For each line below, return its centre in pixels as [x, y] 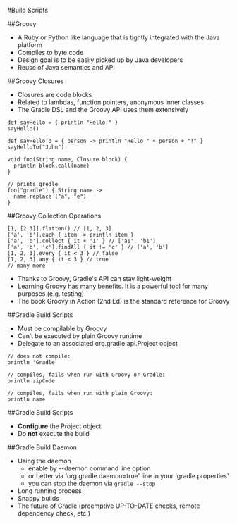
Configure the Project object [59, 426]
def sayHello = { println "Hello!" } [63, 123]
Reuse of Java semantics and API [66, 67]
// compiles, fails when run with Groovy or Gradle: [86, 375]
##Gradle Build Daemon [42, 447]
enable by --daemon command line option [89, 468]
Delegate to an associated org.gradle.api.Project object [98, 343]
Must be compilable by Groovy [62, 328]
